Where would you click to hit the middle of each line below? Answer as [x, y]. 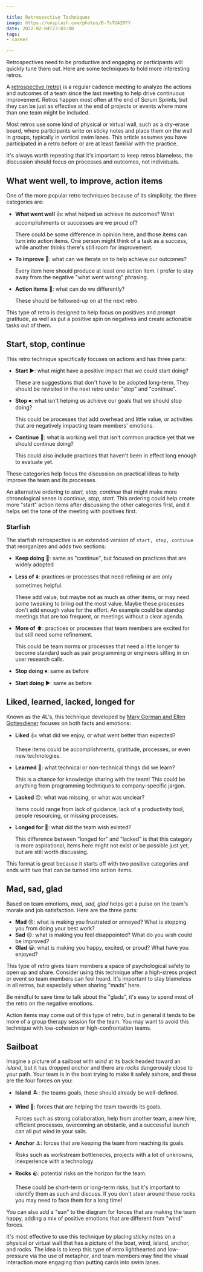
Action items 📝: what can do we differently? [70, 289]
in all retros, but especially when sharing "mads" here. [74, 985]
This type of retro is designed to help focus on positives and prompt [91, 312]
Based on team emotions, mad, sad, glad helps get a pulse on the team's [97, 904]
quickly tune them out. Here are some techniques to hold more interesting [98, 69]
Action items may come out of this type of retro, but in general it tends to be [101, 1015]
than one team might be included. [48, 113]
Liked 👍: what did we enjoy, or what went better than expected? [95, 735]
